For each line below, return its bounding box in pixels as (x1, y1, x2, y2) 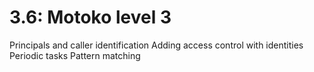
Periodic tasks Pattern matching (9, 49, 141, 61)
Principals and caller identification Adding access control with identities (9, 39, 304, 51)
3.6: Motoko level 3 (9, 6, 172, 29)
